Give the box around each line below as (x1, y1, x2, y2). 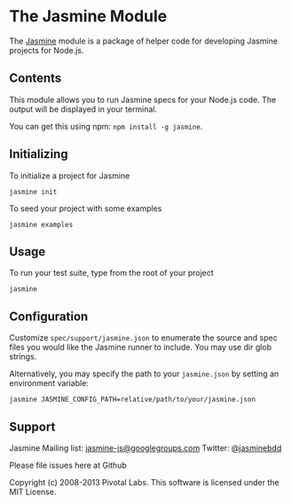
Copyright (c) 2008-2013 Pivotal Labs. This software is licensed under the (9, 477, 279, 487)
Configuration (9, 309, 89, 324)
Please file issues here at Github (9, 460, 127, 470)
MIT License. (9, 486, 57, 497)
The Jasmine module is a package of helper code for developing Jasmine (9, 35, 278, 46)
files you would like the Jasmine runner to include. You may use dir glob (9, 342, 272, 352)
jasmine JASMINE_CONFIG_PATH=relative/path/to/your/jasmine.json (9, 395, 256, 405)
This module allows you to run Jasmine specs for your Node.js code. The (9, 94, 277, 105)
